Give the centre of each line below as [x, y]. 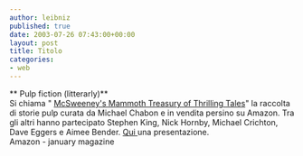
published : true [40, 26]
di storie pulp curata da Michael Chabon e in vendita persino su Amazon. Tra [152, 113]
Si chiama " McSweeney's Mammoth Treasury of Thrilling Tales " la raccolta [150, 103]
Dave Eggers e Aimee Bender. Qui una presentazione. [109, 132]
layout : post [34, 43]
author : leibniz [40, 18]
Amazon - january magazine [62, 142]
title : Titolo [36, 51]
